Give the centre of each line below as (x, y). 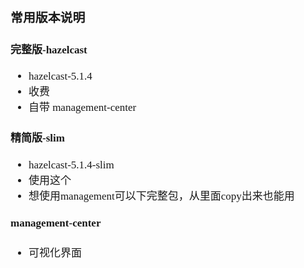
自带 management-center (82, 107)
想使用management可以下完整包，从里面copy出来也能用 (161, 196)
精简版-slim (37, 138)
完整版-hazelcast (49, 49)
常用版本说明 (48, 17)
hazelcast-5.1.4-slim (71, 164)
